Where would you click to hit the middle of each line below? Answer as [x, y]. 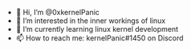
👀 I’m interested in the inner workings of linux [91, 21]
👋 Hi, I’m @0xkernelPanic [58, 12]
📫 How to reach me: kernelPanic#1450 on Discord [100, 38]
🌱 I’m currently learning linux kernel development [97, 29]
